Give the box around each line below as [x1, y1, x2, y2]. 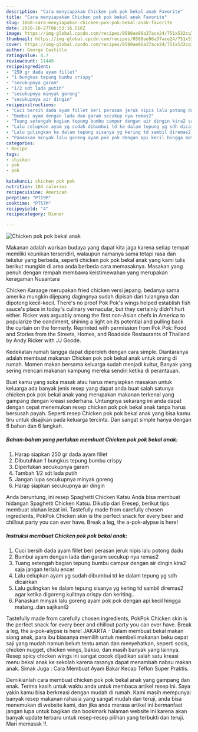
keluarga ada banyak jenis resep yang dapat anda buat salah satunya [6, 385, 174, 392]
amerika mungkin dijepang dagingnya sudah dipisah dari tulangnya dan [6, 293, 180, 300]
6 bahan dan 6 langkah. [6, 422, 64, 429]
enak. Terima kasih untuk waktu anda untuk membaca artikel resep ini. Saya [6, 682, 190, 690]
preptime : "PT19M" [6, 195, 51, 201]
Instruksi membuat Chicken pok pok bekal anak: [6, 532, 128, 539]
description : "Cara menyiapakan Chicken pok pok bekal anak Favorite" [6, 8, 183, 15]
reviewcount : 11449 [6, 58, 54, 64]
